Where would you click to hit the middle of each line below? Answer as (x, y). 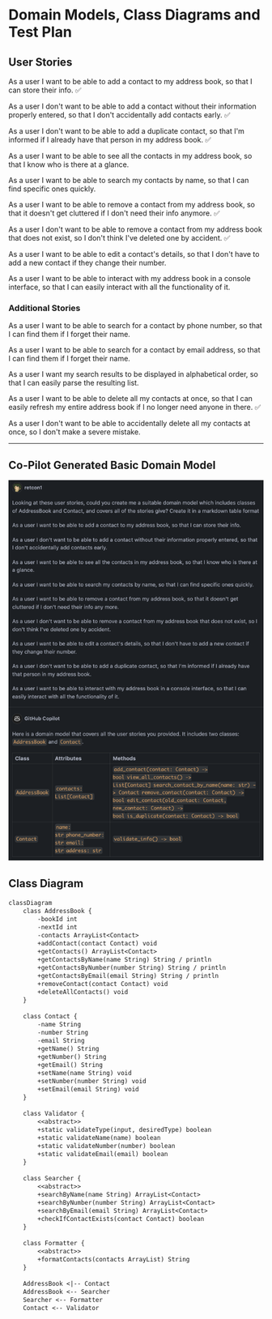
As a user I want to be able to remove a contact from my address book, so (132, 205)
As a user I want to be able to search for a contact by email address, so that (134, 350)
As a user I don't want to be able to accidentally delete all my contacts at (130, 424)
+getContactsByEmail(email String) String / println (128, 976)
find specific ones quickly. (52, 189)
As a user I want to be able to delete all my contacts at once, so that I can (131, 399)
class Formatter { (54, 1244)
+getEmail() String (70, 1065)
